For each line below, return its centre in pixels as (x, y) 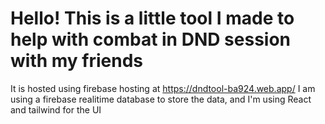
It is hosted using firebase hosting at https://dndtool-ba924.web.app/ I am (163, 88)
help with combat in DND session (150, 39)
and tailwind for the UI (56, 109)
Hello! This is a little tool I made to (152, 18)
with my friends (77, 61)
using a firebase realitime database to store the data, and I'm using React (161, 99)
